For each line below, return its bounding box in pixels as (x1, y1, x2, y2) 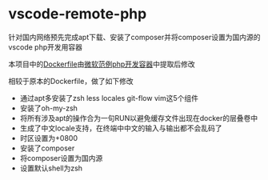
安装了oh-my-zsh (19, 103, 78, 113)
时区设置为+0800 (19, 133, 78, 142)
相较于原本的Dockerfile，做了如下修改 (8, 76, 134, 86)
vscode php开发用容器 (8, 42, 82, 52)
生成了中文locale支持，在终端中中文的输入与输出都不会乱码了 (19, 123, 222, 133)
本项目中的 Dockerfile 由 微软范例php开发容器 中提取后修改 (8, 59, 196, 69)
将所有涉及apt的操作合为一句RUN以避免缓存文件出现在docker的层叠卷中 (19, 113, 258, 122)
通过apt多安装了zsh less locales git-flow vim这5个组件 (19, 93, 198, 102)
